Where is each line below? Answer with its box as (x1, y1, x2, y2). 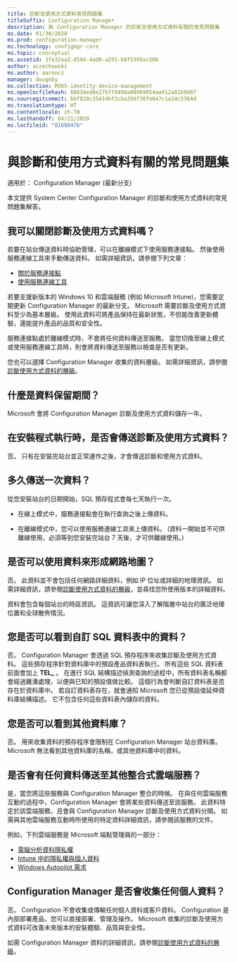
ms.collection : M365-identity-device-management (7, 82, 153, 89)
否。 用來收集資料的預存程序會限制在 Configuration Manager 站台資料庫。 (7, 737, 222, 747)
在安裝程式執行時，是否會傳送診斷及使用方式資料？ (7, 432, 229, 444)
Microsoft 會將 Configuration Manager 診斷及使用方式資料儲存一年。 (7, 409, 206, 418)
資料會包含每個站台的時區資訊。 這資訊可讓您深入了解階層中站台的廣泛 (7, 599, 212, 608)
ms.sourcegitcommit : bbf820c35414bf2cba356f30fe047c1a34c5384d (7, 96, 197, 103)
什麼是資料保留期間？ (7, 389, 100, 401)
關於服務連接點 (17, 269, 61, 277)
